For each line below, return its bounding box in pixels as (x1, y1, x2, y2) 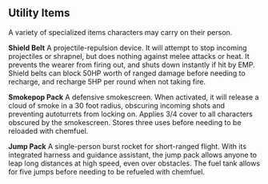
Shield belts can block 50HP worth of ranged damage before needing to (8, 68, 246, 78)
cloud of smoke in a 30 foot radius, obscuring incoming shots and (8, 100, 226, 110)
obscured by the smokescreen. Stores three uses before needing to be (8, 117, 242, 127)
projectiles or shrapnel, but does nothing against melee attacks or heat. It (8, 51, 250, 61)
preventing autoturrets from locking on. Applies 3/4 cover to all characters (8, 109, 254, 119)
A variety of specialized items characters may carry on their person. (8, 27, 233, 37)
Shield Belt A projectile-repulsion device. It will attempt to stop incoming (8, 43, 247, 53)
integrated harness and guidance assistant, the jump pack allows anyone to (8, 150, 258, 159)
